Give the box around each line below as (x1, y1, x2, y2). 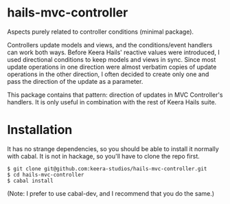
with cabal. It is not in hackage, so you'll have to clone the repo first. (7, 152, 200, 160)
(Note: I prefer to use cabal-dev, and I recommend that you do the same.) (7, 189, 215, 197)
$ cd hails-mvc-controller (7, 171, 84, 178)
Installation (7, 122, 73, 138)
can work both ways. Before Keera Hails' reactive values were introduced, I (7, 48, 220, 56)
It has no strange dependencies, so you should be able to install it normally (7, 144, 219, 152)
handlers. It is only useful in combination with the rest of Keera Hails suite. (7, 98, 217, 106)
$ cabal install (7, 177, 54, 184)
